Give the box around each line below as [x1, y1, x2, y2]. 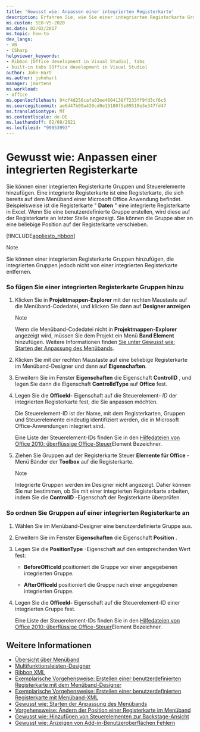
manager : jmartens [6, 81, 52, 87]
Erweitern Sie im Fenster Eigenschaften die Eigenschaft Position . [14, 534, 177, 541]
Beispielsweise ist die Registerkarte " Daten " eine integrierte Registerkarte [6, 202, 190, 209]
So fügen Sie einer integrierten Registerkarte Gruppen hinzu [6, 283, 184, 291]
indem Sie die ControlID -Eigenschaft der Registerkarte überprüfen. [14, 494, 182, 501]
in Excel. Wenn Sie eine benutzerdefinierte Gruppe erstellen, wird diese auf [6, 208, 190, 215]
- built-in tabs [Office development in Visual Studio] [6, 64, 148, 70]
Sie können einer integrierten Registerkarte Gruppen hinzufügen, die [6, 255, 174, 262]
